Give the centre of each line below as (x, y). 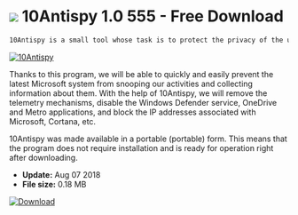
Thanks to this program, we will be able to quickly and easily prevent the (141, 74)
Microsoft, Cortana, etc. (52, 121)
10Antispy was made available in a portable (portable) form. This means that (149, 139)
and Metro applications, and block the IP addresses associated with (133, 112)
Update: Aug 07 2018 (61, 174)
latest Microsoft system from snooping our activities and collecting (131, 84)
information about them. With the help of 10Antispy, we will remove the (138, 93)
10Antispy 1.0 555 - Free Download (153, 16)
